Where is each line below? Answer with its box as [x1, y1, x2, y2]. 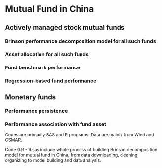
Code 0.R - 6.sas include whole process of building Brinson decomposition [5, 146, 158, 152]
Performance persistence [5, 107, 68, 114]
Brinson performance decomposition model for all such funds [5, 38, 157, 45]
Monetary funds [5, 93, 56, 101]
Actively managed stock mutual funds [5, 23, 125, 32]
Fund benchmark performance [5, 64, 81, 71]
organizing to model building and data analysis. [5, 157, 101, 163]
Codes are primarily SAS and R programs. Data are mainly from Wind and [5, 132, 154, 137]
